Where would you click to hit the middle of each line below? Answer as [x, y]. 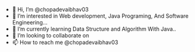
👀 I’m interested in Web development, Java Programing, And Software [100, 16]
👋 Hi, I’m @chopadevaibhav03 [50, 9]
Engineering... [30, 22]
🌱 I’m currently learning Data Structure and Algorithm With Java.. [94, 29]
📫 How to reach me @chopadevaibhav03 [65, 42]
